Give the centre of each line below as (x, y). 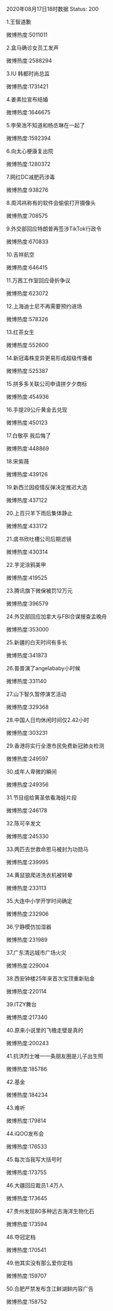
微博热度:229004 (28, 965)
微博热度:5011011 (27, 35)
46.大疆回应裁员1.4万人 (35, 1185)
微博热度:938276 (27, 190)
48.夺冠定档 (21, 1237)
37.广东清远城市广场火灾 (36, 953)
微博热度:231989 (27, 940)
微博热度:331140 (27, 681)
